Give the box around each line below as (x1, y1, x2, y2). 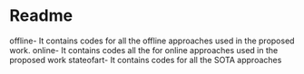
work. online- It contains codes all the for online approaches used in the (9, 44, 279, 55)
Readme (9, 5, 74, 26)
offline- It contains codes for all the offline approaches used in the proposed (9, 35, 295, 46)
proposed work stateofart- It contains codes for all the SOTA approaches (9, 54, 282, 65)
